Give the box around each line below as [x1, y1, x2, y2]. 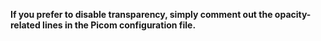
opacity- [274, 9, 312, 20]
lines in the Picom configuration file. [42, 19, 197, 31]
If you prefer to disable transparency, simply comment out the [10, 9, 273, 20]
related [10, 19, 41, 31]
